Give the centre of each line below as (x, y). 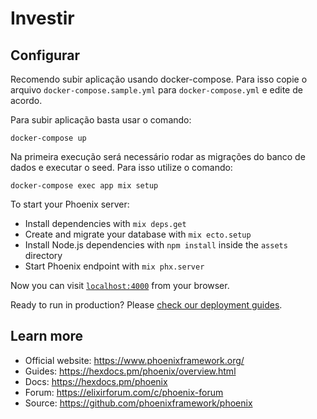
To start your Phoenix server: (70, 204)
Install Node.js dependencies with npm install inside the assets (156, 245)
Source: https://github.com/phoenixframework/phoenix (138, 403)
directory (43, 255)
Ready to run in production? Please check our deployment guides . (146, 305)
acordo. (26, 100)
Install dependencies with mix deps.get (105, 223)
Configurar (45, 55)
